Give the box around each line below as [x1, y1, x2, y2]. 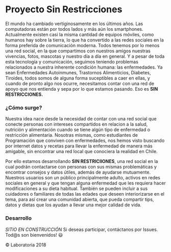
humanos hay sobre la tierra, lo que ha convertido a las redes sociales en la [5, 37, 164, 43]
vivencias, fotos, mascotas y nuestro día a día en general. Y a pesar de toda [5, 53, 165, 59]
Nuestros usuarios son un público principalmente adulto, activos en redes [5, 175, 161, 181]
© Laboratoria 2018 [5, 242, 46, 248]
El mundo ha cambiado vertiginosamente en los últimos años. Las [5, 20, 143, 27]
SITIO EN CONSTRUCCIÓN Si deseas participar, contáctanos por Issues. [5, 226, 158, 233]
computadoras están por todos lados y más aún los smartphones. [5, 26, 143, 32]
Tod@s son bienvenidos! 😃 [5, 232, 63, 238]
